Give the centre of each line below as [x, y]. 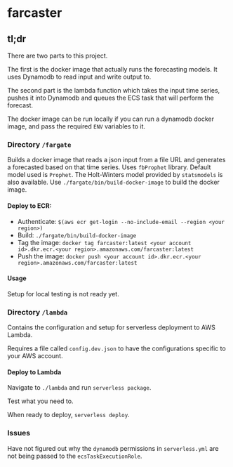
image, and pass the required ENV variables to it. [76, 126]
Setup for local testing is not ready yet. [63, 294]
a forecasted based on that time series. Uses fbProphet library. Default [109, 167]
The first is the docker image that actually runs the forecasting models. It [112, 69]
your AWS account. [35, 356]
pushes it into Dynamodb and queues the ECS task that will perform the [111, 98]
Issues [19, 433]
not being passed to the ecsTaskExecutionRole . [75, 456]
